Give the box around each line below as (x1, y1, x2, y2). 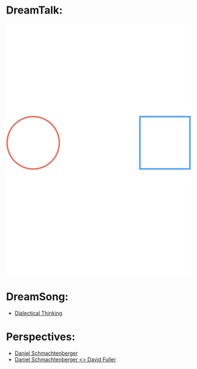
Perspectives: (6, 330, 76, 344)
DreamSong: (6, 290, 69, 304)
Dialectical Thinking (14, 310, 63, 317)
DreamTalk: (6, 4, 63, 17)
